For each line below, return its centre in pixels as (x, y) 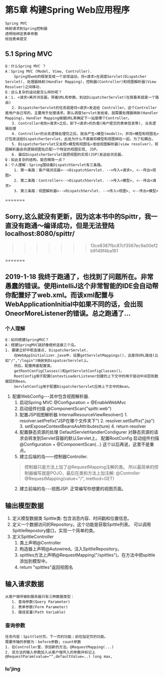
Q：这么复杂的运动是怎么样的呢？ (34, 92)
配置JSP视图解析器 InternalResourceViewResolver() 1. (74, 415)
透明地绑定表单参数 (22, 34)
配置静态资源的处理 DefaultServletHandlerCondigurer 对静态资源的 (87, 432)
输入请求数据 (24, 584)
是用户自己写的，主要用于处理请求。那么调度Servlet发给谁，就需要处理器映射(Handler (82, 113)
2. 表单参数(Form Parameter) (40, 607)
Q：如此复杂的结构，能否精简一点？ (35, 159)
